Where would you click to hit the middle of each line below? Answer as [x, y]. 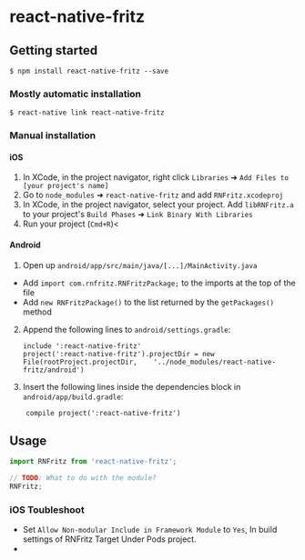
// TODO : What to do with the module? [83, 478]
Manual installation [53, 135]
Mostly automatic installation [76, 94]
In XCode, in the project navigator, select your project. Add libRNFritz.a [158, 205]
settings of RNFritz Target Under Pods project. [110, 539]
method [37, 312]
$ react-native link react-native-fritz [87, 113]
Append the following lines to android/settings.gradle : [127, 329]
